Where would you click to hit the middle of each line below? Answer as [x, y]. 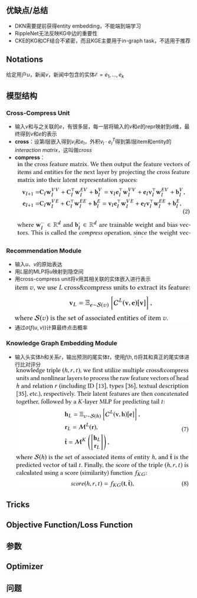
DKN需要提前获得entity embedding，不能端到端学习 [78, 26]
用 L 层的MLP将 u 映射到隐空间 [49, 272]
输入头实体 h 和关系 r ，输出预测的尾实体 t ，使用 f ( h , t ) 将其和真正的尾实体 [99, 357]
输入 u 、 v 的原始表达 [38, 265]
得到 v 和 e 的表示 [38, 134]
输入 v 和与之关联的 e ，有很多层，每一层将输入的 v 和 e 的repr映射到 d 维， [99, 127]
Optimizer [25, 566]
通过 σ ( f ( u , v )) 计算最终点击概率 [51, 328]
